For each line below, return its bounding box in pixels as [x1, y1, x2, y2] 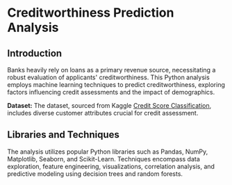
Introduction [7, 47, 63, 59]
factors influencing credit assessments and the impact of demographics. [7, 88, 215, 96]
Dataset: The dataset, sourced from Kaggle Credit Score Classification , [7, 102, 212, 109]
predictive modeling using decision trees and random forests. [7, 169, 183, 178]
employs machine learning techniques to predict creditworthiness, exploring [7, 81, 226, 88]
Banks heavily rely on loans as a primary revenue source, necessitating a [7, 66, 216, 74]
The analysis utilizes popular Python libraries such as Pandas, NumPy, [7, 147, 208, 156]
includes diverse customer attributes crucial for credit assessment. [7, 109, 199, 117]
